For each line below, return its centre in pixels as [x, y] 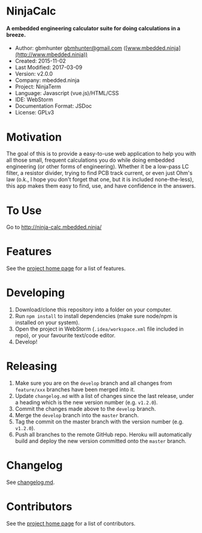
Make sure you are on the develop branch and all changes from [93, 383]
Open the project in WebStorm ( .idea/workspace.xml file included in [99, 329]
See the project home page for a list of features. [66, 268]
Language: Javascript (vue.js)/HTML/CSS [67, 93]
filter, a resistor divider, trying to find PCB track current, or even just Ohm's [99, 173]
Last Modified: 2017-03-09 [49, 67]
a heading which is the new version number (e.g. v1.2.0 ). [86, 402]
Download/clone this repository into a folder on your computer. [93, 310]
